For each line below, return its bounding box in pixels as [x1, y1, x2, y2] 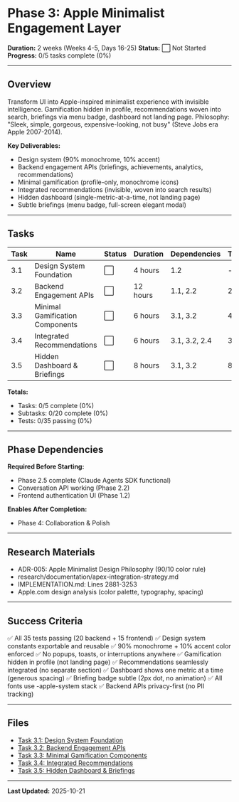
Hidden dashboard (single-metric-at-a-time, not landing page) [17, 193, 201, 201]
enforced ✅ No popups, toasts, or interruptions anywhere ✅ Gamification [7, 650, 222, 658]
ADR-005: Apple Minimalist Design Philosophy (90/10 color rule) [17, 565, 206, 574]
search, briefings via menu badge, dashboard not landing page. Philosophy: [7, 112, 230, 121]
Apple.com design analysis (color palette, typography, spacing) [17, 588, 204, 597]
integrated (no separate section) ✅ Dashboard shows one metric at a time [7, 666, 224, 674]
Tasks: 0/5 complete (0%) [17, 401, 95, 410]
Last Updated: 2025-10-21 [7, 786, 85, 795]
